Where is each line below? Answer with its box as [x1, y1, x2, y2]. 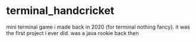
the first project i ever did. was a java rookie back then [6, 29, 140, 36]
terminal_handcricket [6, 4, 115, 17]
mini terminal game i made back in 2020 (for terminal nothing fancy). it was [6, 23, 190, 30]
